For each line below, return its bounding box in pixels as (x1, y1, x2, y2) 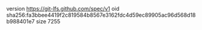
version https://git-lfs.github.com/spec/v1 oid (6, 5, 120, 12)
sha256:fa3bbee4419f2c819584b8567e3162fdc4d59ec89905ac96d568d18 (6, 11, 196, 19)
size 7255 (36, 18, 61, 25)
